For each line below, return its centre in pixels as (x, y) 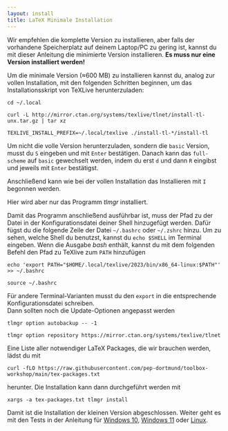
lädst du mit (24, 355)
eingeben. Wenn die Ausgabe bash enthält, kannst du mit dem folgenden (111, 245)
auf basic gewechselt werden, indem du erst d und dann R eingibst (122, 161)
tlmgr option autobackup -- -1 (52, 323)
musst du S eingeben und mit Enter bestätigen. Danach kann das (99, 153)
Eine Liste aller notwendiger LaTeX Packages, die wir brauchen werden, (109, 348)
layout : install (30, 13)
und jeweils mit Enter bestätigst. (53, 167)
